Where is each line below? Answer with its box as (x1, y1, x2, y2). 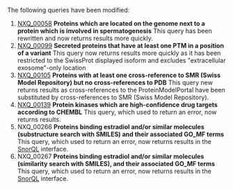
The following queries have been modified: (7, 6, 130, 14)
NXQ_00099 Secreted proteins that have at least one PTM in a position (17, 42, 225, 49)
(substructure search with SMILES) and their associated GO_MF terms (17, 130, 225, 138)
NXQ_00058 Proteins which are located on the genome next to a (17, 19, 205, 27)
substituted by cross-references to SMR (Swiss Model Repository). (17, 93, 209, 101)
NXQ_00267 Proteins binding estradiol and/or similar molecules (17, 152, 204, 161)
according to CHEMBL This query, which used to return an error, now (17, 108, 217, 116)
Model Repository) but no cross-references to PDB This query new (17, 79, 214, 86)
